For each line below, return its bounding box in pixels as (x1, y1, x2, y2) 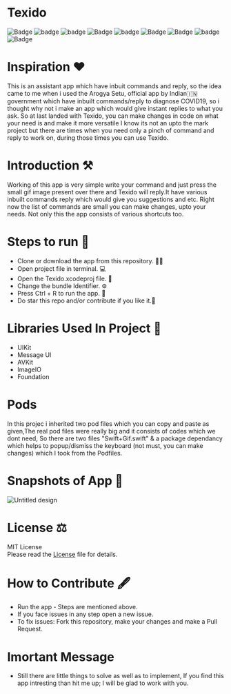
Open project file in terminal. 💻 (17, 264, 106, 273)
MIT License (7, 542, 43, 551)
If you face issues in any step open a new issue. (17, 610, 154, 618)
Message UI (17, 350, 52, 359)
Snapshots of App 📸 (7, 473, 123, 489)
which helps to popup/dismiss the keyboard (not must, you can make (7, 441, 203, 449)
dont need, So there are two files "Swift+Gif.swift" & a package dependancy (7, 434, 223, 442)
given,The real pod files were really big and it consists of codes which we (7, 427, 216, 435)
